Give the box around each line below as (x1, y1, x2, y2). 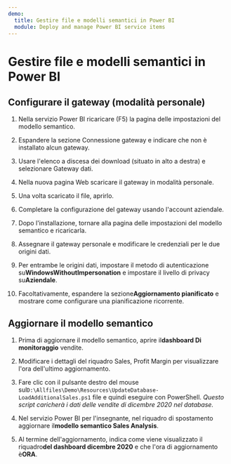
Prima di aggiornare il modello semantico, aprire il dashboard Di (18, 336, 202, 345)
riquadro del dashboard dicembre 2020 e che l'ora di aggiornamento (18, 443, 218, 451)
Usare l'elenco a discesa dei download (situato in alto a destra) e (18, 157, 206, 166)
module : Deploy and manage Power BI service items (14, 23, 166, 30)
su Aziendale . (18, 276, 58, 284)
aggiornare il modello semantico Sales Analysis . (18, 422, 159, 430)
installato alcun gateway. (18, 143, 90, 152)
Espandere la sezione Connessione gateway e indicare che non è (18, 136, 207, 145)
